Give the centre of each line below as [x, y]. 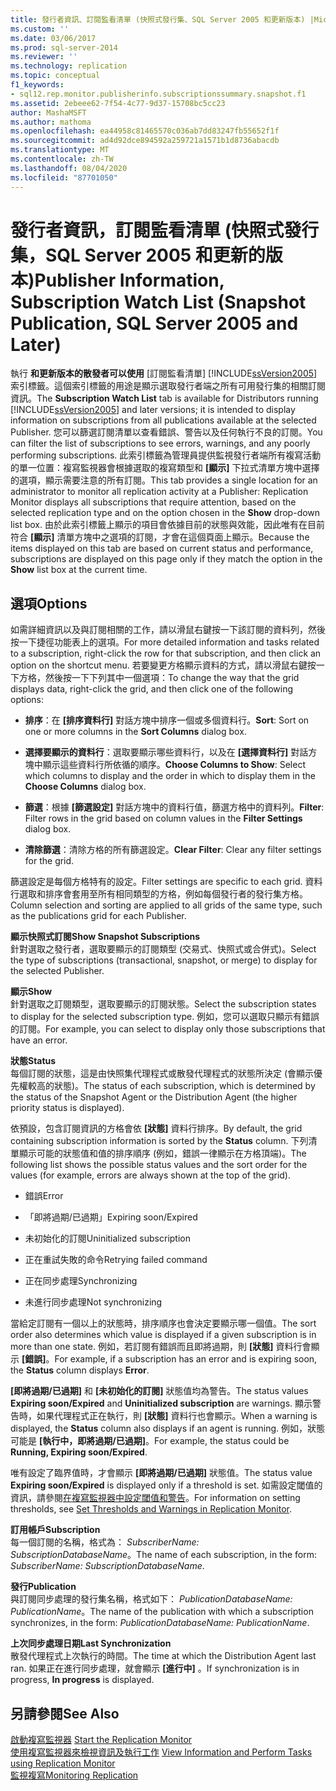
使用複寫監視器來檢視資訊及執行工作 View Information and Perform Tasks [161, 1752]
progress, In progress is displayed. [82, 1680]
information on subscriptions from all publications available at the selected [163, 420]
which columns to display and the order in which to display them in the [170, 776]
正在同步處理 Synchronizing [81, 1281]
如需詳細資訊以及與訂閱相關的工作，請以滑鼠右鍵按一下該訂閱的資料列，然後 [168, 630]
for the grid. [49, 861]
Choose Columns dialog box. [85, 787]
